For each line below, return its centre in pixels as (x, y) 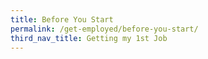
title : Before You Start (62, 19)
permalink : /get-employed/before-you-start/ (104, 29)
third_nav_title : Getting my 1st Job (89, 38)
